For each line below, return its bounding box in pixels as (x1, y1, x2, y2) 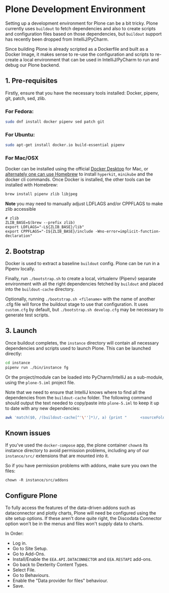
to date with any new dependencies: (5, 405, 80, 411)
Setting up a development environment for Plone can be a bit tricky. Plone (5, 20, 158, 26)
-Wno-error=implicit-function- (95, 229, 161, 234)
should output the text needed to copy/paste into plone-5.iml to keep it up (5, 400, 159, 406)
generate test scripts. (5, 312, 49, 318)
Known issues (5, 429, 51, 437)
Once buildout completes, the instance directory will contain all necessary (5, 340, 159, 346)
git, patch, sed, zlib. (5, 95, 46, 101)
